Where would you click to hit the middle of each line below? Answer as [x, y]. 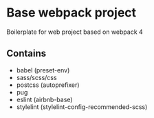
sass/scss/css [36, 77]
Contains [26, 53]
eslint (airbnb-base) [44, 99]
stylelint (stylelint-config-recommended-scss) [82, 107]
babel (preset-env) [43, 70]
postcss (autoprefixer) [48, 85]
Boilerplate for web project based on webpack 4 [75, 32]
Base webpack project [71, 13]
